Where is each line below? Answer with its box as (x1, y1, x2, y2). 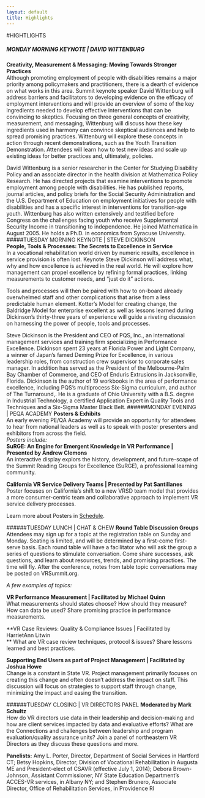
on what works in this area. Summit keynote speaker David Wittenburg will (6, 87, 194, 95)
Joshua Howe (6, 663, 42, 670)
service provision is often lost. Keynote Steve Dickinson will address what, (6, 256, 193, 263)
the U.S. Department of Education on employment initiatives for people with (6, 197, 197, 205)
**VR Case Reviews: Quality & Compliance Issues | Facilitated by (6, 625, 171, 633)
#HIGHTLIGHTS (6, 31, 47, 39)
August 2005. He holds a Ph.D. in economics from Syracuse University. (6, 230, 186, 237)
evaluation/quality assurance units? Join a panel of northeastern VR (6, 733, 177, 741)
